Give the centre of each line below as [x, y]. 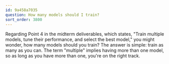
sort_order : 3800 [24, 19]
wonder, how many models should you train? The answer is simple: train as [84, 45]
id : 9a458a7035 [22, 10]
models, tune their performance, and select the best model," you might [80, 39]
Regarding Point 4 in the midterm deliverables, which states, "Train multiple [85, 34]
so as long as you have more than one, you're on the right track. [73, 56]
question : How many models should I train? [52, 15]
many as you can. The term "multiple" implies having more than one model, [85, 50]
